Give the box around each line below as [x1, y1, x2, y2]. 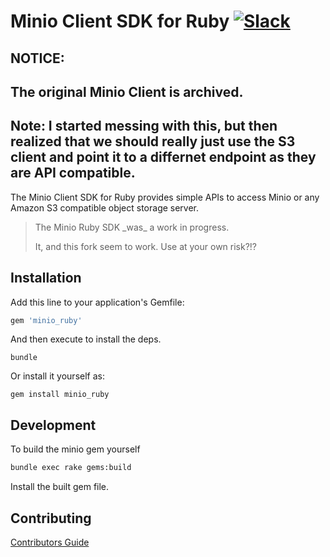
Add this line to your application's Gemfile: [10, 296, 185, 308]
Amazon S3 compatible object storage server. [10, 201, 200, 214]
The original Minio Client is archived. [10, 83, 244, 100]
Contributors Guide [10, 536, 90, 548]
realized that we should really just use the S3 [10, 133, 296, 150]
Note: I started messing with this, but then [10, 118, 278, 135]
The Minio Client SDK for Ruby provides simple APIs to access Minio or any [10, 191, 320, 203]
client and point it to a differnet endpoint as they [10, 149, 317, 166]
